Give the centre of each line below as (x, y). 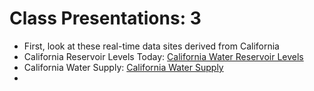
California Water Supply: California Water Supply (123, 67)
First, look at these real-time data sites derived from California (151, 46)
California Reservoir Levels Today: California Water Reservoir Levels (163, 56)
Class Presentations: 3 (105, 18)
